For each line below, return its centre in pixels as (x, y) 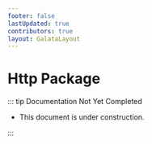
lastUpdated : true (38, 24)
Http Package (54, 79)
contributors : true (40, 31)
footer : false (32, 16)
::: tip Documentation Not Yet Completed (75, 102)
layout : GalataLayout (44, 39)
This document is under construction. (82, 117)
